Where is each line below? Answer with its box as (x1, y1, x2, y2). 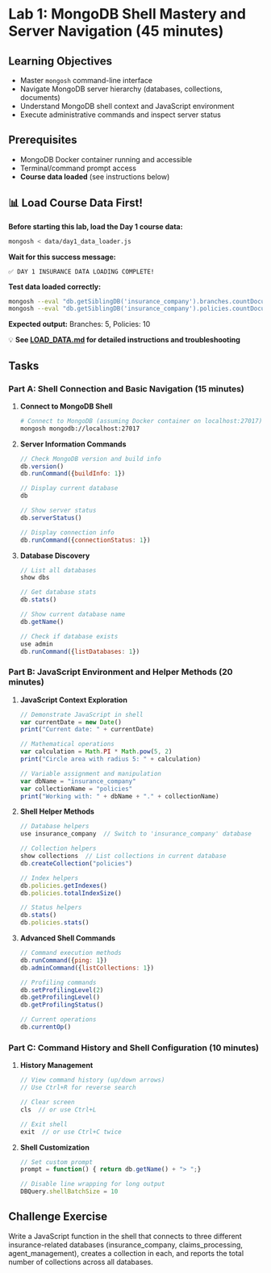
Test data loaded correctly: (8, 282, 102, 291)
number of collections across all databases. (8, 1257, 153, 1267)
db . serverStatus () (19, 513, 82, 521)
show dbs (19, 574, 50, 582)
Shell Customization (19, 1142, 90, 1152)
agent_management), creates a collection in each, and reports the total (8, 1248, 244, 1258)
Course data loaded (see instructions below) (19, 171, 170, 182)
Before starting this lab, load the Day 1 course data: (8, 221, 183, 231)
